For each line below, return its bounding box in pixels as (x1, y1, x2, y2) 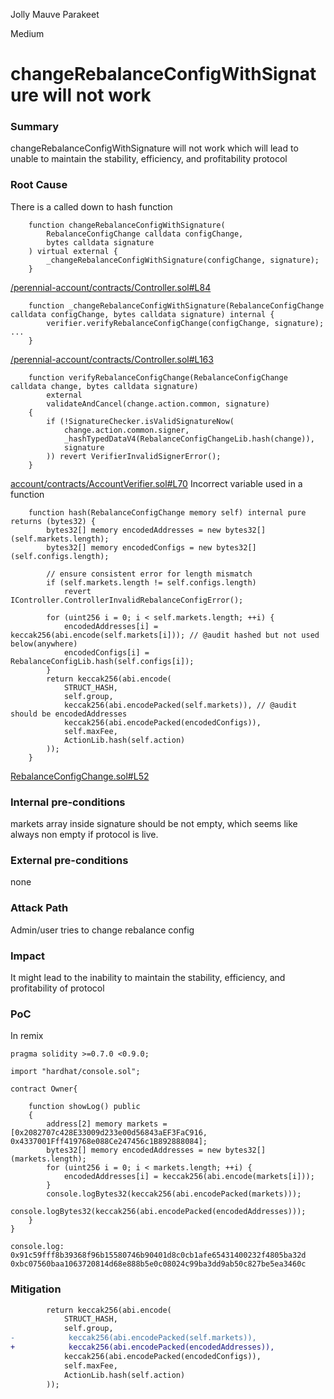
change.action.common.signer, (63, 425, 190, 435)
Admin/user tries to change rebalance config (10, 924, 195, 936)
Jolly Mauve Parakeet (10, 9, 100, 20)
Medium (10, 28, 45, 39)
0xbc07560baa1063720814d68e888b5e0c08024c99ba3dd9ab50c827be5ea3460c (10, 1259, 307, 1269)
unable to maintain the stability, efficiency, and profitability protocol (10, 153, 288, 165)
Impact (10, 949, 46, 963)
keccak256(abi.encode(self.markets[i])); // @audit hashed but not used (10, 630, 320, 640)
